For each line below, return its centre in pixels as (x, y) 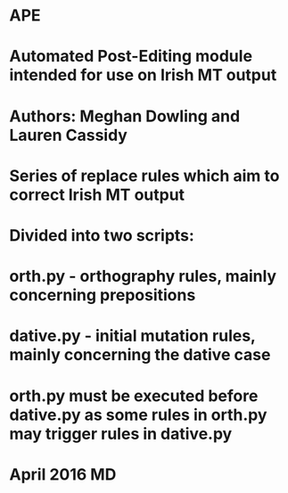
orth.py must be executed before (134, 395)
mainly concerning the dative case (140, 355)
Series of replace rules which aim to (144, 176)
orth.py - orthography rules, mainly (143, 276)
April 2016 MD (63, 474)
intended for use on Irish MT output (143, 75)
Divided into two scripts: (102, 235)
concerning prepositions (103, 296)
